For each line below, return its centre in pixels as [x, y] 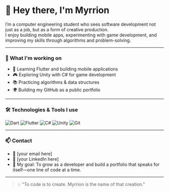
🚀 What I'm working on [33, 58]
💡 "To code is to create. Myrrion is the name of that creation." [81, 184]
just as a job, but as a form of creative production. [57, 29]
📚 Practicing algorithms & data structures [56, 82]
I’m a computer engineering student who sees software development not [80, 24]
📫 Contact [19, 141]
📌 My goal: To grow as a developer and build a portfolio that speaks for [86, 164]
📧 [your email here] [32, 154]
